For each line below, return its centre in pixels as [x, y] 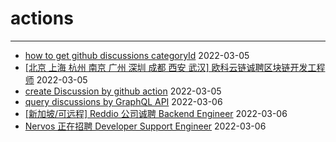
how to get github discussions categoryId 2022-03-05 [137, 55]
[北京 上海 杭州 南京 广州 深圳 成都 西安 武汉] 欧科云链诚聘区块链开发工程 [175, 67]
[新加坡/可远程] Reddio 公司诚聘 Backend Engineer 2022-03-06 [156, 113]
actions [42, 18]
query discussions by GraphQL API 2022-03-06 [123, 101]
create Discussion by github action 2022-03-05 [123, 91]
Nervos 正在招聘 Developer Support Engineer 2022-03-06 [145, 126]
